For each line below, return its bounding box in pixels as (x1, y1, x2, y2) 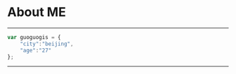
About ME (7, 4, 67, 20)
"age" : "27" (20, 47, 52, 54)
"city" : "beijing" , (20, 40, 74, 47)
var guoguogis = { (7, 34, 61, 40)
